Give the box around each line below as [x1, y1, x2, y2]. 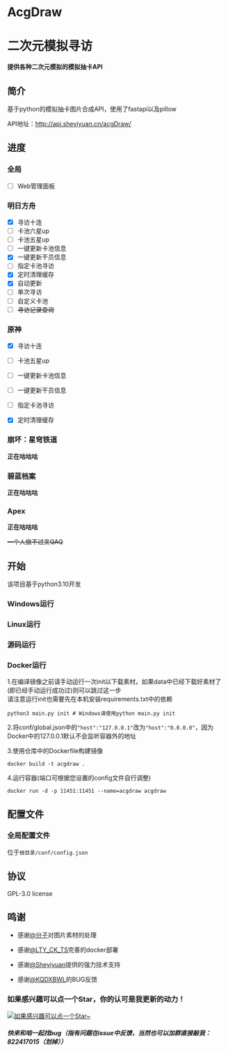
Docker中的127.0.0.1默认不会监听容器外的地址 [7, 732, 137, 741]
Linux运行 [7, 619, 41, 629]
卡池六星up [17, 227, 50, 235]
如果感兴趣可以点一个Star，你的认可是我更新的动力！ [7, 994, 186, 1004]
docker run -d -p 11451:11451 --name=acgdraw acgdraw [7, 788, 167, 795]
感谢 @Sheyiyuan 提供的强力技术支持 [17, 961, 121, 969]
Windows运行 [7, 598, 54, 608]
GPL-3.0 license [7, 889, 53, 897]
